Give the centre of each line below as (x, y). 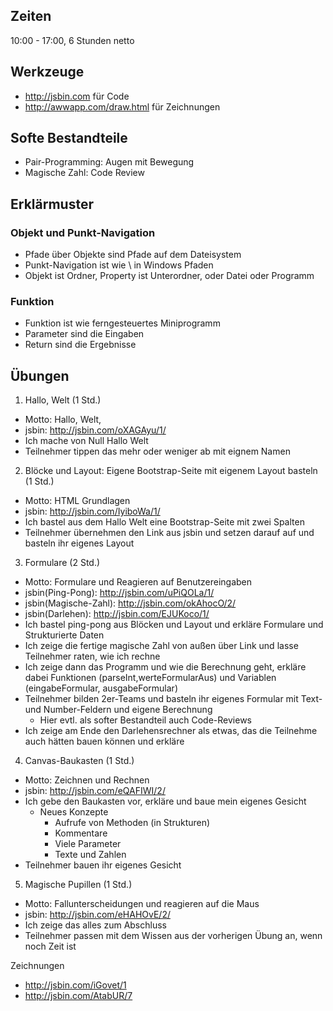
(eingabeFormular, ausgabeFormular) (101, 688)
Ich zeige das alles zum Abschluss (95, 925)
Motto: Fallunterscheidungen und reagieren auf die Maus (142, 904)
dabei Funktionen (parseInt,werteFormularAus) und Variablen (150, 678)
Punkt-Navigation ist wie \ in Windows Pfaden (119, 265)
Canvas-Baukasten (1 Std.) (79, 761)
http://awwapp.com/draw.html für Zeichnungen (122, 106)
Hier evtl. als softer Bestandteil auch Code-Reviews (145, 720)
